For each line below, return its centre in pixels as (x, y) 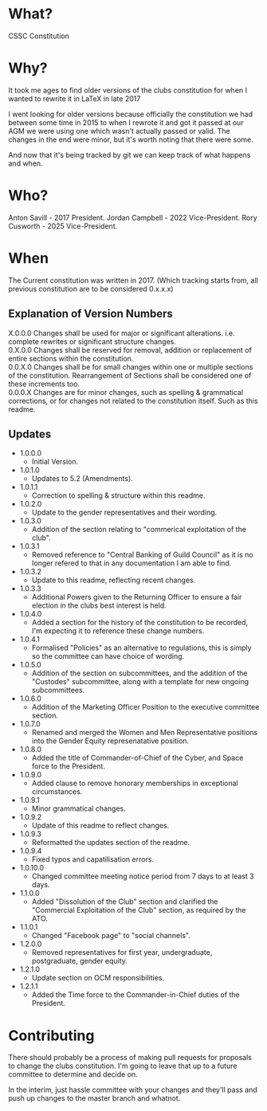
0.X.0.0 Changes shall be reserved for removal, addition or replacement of (130, 350)
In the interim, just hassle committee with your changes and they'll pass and (133, 1090)
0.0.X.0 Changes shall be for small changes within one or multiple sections (131, 366)
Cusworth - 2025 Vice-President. (63, 226)
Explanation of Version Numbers (90, 314)
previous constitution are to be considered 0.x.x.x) (91, 288)
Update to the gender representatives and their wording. (124, 512)
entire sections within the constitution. (71, 358)
